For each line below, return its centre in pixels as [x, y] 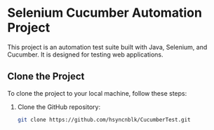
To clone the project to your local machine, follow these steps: [97, 93]
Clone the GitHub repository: [59, 107]
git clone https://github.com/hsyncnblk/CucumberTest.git [104, 120]
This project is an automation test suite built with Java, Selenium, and [107, 47]
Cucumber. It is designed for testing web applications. [85, 55]
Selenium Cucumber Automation [105, 13]
